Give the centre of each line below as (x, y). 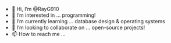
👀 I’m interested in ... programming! (54, 15)
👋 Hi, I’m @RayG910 (35, 9)
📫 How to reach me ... (38, 34)
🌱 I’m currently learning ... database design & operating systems (88, 21)
